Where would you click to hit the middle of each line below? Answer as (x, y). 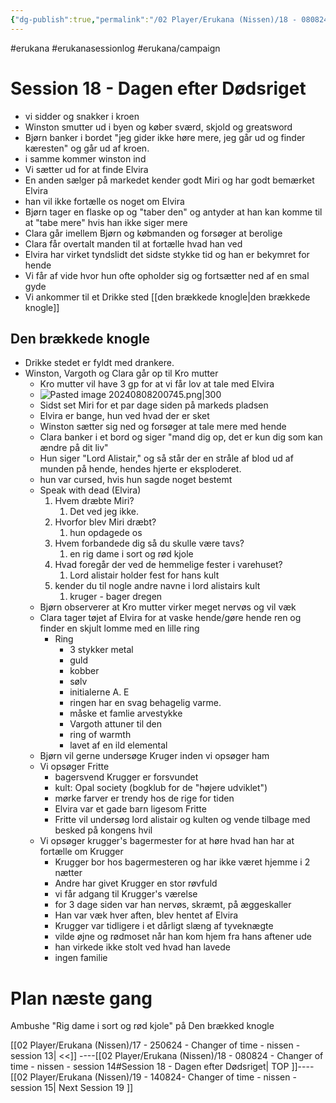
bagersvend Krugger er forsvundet (126, 777)
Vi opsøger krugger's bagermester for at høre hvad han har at (167, 841)
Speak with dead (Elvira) (90, 490)
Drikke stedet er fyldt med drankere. (99, 363)
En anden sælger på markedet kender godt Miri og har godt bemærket (169, 180)
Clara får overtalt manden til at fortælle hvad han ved (133, 243)
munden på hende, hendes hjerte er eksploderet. (140, 469)
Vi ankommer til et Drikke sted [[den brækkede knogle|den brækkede (167, 297)
